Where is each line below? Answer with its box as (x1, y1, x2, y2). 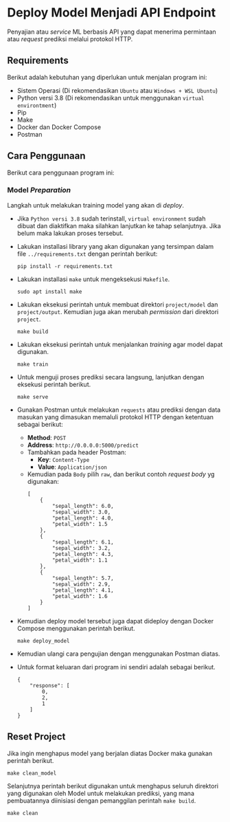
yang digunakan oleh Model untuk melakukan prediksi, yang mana (7, 789, 194, 797)
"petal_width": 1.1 (51, 557, 108, 564)
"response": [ (30, 682, 70, 689)
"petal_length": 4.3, (51, 551, 115, 557)
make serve (16, 393, 49, 400)
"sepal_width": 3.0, (51, 509, 111, 515)
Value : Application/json (37, 463, 108, 471)
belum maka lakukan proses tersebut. (16, 229, 124, 237)
